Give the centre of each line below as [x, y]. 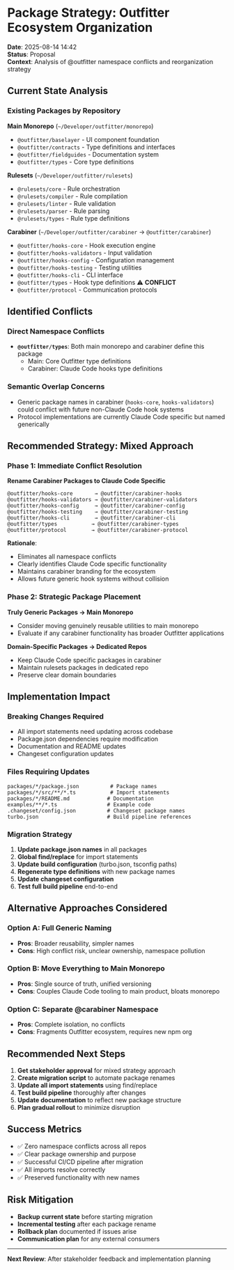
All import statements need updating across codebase [95, 732]
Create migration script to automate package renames [96, 1078]
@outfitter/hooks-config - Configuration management [96, 260]
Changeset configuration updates [65, 754]
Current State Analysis [58, 91]
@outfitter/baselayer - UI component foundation [88, 139]
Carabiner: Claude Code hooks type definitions [95, 369]
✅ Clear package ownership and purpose [77, 1154]
